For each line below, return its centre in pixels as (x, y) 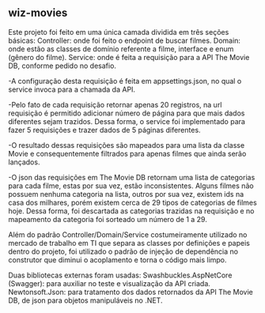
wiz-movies (38, 13)
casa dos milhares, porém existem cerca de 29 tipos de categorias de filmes (132, 202)
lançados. (24, 162)
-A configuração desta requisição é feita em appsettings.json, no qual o (125, 81)
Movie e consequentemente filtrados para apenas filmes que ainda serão (127, 153)
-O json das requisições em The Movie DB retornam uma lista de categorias (132, 177)
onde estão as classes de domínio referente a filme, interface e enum (121, 49)
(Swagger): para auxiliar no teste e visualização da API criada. (110, 283)
